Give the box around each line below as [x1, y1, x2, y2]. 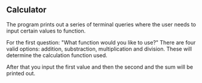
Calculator [6, 5, 47, 15]
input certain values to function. [6, 27, 86, 34]
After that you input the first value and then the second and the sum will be [6, 63, 194, 70]
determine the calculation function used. [6, 51, 108, 59]
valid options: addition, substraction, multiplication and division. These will [6, 45, 192, 52]
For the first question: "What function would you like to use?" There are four [6, 38, 196, 46]
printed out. [6, 69, 36, 77]
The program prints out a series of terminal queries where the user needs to [6, 20, 196, 28]
